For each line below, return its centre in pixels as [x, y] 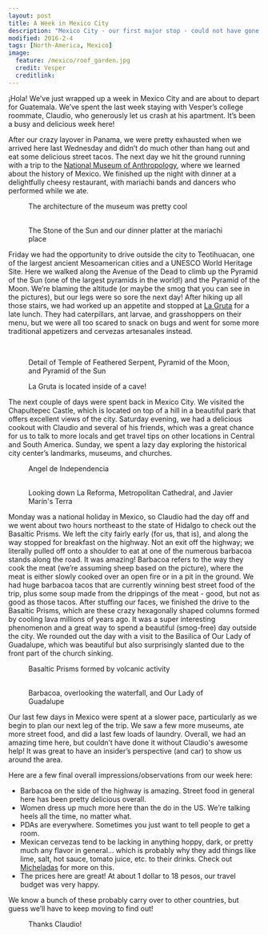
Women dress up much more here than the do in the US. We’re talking [135, 807]
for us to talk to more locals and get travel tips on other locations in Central [132, 436]
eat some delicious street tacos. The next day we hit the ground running [127, 157]
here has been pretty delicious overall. [83, 799]
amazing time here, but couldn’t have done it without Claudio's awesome [128, 742]
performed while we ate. [49, 190]
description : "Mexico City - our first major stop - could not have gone [134, 30]
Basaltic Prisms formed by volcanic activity [99, 669]
